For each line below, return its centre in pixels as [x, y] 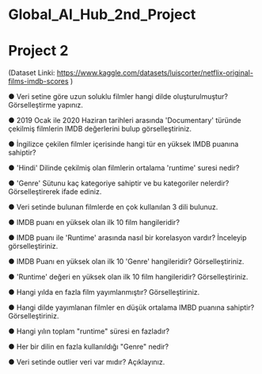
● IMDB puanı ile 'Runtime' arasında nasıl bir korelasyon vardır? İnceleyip [127, 238]
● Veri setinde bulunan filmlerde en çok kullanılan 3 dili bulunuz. [113, 207]
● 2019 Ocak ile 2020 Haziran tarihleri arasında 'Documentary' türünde [125, 120]
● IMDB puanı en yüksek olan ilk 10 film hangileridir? [94, 223]
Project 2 [38, 51]
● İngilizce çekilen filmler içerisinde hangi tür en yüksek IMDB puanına [123, 144]
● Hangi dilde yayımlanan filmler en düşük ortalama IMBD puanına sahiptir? [131, 307]
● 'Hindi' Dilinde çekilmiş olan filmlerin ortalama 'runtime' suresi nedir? [124, 168]
